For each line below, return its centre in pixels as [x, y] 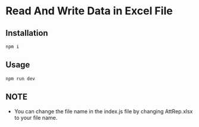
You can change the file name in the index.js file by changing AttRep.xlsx [103, 111]
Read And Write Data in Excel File [89, 11]
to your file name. [36, 117]
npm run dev [20, 79]
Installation [27, 33]
